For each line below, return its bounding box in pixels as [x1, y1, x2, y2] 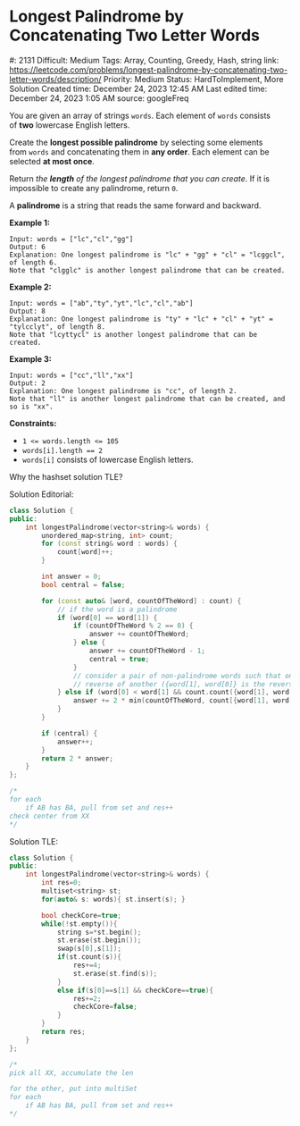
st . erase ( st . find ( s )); [72, 969, 158, 978]
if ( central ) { [41, 728, 98, 738]
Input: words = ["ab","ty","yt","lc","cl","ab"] [9, 298, 194, 307]
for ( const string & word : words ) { [41, 539, 178, 549]
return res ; [41, 1028, 87, 1037]
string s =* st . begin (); [56, 928, 142, 937]
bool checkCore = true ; [41, 911, 122, 920]
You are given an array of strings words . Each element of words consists [9, 110, 271, 121]
